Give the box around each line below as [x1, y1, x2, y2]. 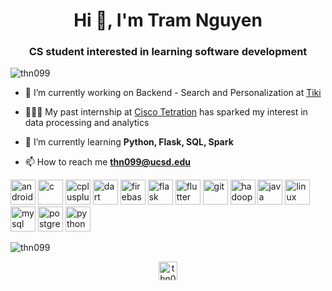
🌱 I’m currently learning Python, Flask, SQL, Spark [24, 136, 234, 148]
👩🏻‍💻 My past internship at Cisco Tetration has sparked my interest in [24, 106, 308, 118]
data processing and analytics [24, 117, 150, 129]
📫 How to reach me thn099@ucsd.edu [24, 156, 191, 168]
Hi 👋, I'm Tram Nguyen [73, 9, 263, 32]
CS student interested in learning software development [28, 45, 308, 59]
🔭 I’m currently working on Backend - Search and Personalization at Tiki [24, 87, 322, 99]
